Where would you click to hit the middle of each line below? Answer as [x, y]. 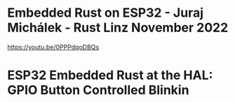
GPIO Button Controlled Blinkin [98, 90]
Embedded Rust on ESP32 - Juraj [105, 13]
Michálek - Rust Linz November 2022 [118, 28]
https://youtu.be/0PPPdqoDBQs [53, 47]
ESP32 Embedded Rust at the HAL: [110, 75]
